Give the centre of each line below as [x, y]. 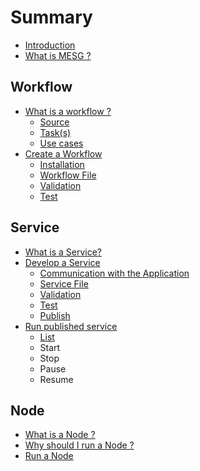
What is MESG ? [58, 55]
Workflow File [68, 175]
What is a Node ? [60, 435]
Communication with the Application [114, 273]
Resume [56, 379]
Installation [62, 164]
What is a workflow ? [68, 111]
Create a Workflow [63, 153]
